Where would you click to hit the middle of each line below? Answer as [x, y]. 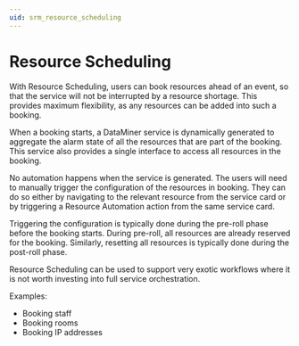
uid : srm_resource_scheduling [66, 17]
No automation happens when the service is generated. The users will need [148, 177]
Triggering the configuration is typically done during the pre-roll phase [139, 223]
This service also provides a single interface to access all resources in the [145, 151]
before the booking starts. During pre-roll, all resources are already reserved [150, 233]
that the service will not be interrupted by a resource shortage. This [133, 95]
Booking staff [47, 313]
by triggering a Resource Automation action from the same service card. [142, 206]
